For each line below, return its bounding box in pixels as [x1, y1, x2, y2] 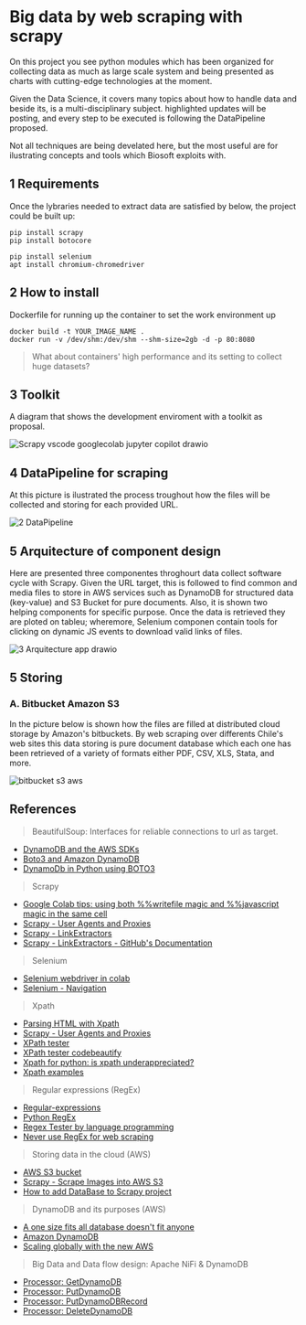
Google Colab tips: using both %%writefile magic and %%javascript [22, 898, 280, 909]
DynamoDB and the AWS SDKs [22, 843, 140, 854]
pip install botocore [9, 236, 92, 245]
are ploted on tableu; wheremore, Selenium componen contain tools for [9, 616, 279, 627]
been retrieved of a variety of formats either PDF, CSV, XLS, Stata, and [9, 747, 275, 758]
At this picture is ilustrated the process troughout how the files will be [9, 489, 271, 500]
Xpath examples [22, 1066, 84, 1077]
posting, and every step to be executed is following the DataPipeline [9, 112, 266, 123]
